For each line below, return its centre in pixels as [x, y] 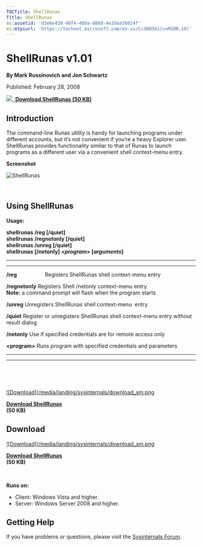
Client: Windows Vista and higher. [57, 497]
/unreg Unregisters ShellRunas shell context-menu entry [77, 304]
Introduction [30, 118]
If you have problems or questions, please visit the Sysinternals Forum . [94, 537]
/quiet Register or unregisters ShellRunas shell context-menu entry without [99, 316]
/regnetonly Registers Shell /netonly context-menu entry [77, 286]
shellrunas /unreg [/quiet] [39, 245]
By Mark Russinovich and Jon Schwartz [57, 75]
